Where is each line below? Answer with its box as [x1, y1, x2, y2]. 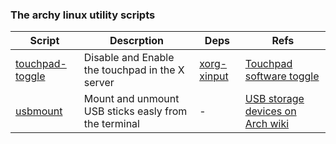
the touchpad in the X [83, 63, 185, 77]
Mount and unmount [83, 92, 180, 106]
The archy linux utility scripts [10, 8, 156, 22]
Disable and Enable [83, 51, 175, 65]
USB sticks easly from [83, 104, 188, 118]
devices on [244, 104, 297, 118]
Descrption [109, 34, 165, 48]
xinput [199, 69, 229, 83]
